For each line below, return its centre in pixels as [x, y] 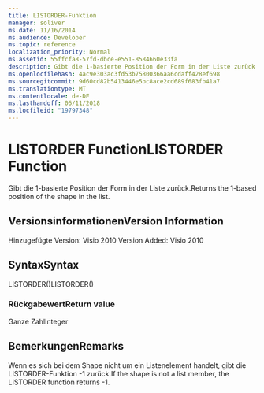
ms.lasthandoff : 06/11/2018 [54, 103]
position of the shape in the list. [59, 196]
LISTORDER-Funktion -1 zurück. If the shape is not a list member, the [119, 373]
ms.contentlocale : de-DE [49, 96]
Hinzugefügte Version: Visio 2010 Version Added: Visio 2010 [106, 240]
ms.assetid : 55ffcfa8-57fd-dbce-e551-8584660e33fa [93, 60]
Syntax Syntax [44, 265]
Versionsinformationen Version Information [116, 221]
